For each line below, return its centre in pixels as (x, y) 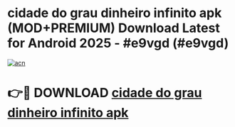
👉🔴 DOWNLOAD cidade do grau (105, 93)
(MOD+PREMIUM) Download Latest (114, 28)
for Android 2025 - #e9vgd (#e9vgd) (118, 43)
